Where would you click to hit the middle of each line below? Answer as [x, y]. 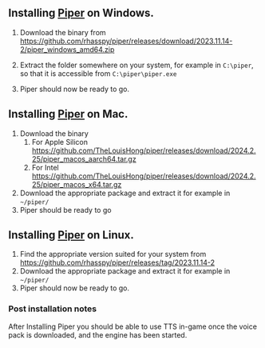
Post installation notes [53, 309]
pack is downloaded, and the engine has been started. [98, 334]
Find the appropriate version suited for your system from [113, 254]
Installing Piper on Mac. [68, 114]
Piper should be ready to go [65, 210]
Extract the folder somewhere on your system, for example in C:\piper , [136, 65]
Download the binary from [63, 32]
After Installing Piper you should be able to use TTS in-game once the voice [133, 326]
